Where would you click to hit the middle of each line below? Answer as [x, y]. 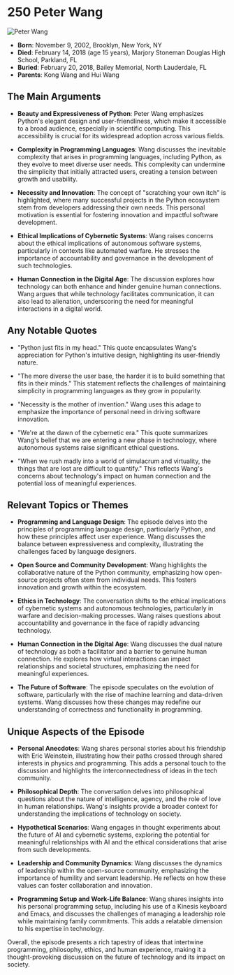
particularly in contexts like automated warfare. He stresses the [109, 250]
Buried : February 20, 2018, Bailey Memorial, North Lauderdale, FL [112, 67]
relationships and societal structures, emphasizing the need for [108, 666]
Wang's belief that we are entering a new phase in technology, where [117, 440]
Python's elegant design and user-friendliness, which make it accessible [122, 121]
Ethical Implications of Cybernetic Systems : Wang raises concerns [115, 235]
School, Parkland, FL [47, 59]
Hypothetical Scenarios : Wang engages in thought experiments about [119, 828]
